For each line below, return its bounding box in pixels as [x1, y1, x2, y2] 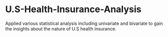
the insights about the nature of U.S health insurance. [5, 25, 116, 31]
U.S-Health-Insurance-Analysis [5, 4, 142, 15]
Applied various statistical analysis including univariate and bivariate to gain [5, 20, 163, 26]
